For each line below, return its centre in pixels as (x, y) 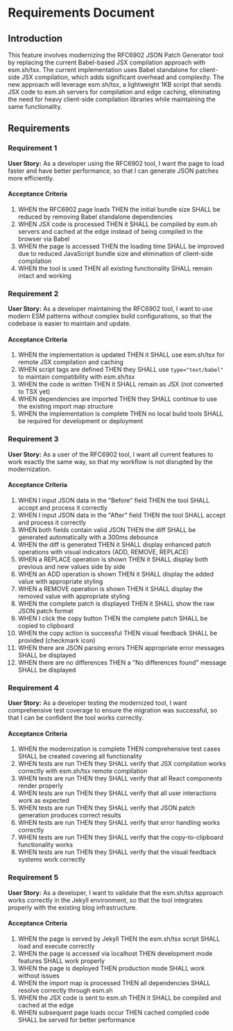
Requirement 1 (33, 148)
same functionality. (35, 106)
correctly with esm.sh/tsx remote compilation (83, 771)
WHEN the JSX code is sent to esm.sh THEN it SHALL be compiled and (119, 998)
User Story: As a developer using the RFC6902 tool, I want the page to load (116, 163)
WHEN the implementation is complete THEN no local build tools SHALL (121, 414)
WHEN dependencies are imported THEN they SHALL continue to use (118, 399)
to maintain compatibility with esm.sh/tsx (76, 377)
